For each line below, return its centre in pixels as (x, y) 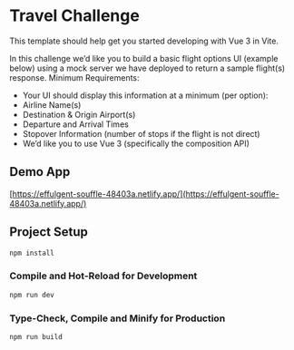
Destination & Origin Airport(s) (79, 114)
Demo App (40, 172)
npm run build (36, 336)
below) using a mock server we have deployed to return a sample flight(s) (147, 68)
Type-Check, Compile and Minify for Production (118, 318)
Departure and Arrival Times (75, 124)
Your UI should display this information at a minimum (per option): (145, 95)
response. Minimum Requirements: (74, 77)
